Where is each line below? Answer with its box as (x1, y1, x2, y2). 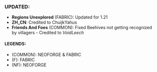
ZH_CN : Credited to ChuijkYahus (11, 19, 77, 25)
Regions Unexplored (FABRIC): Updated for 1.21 (11, 14, 108, 20)
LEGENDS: (4, 41, 26, 46)
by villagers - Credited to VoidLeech (11, 30, 84, 36)
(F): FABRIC (11, 57, 35, 62)
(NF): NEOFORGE (11, 62, 47, 68)
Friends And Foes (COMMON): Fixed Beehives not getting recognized (11, 25, 153, 30)
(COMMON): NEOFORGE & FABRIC (11, 52, 81, 58)
